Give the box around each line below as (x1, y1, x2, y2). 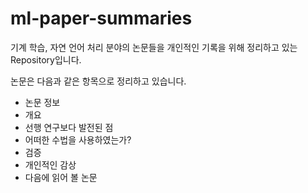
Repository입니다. (10, 53, 82, 66)
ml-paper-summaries (10, 7, 193, 30)
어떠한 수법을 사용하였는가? (24, 133, 132, 146)
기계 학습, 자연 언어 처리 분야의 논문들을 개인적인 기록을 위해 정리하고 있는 (10, 41, 298, 53)
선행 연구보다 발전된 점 (24, 121, 114, 133)
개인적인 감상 (24, 158, 77, 171)
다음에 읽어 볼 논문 (24, 171, 98, 183)
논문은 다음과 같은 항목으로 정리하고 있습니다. (10, 75, 187, 87)
